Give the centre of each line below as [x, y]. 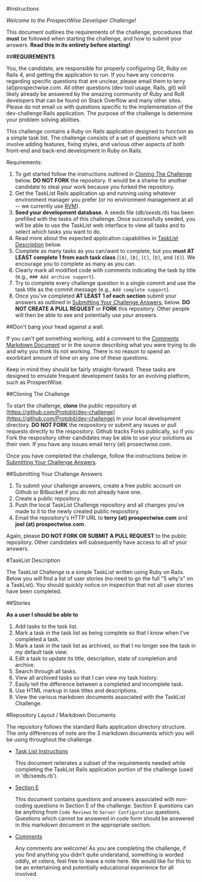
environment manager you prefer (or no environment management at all [104, 200]
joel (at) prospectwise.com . [50, 524]
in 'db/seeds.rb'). [36, 776]
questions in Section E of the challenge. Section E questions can [114, 806]
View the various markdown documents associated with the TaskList [100, 697]
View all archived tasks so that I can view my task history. [86, 678]
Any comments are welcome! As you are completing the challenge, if [100, 848]
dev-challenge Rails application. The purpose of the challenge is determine [99, 113]
